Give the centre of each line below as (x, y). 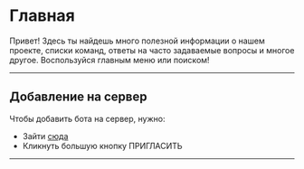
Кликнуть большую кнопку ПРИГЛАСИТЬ (102, 146)
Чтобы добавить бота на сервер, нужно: (87, 118)
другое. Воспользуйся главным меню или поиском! (109, 60)
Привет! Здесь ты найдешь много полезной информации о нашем (137, 41)
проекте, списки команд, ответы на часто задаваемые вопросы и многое (152, 50)
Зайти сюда (45, 136)
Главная (42, 16)
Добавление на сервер (78, 97)
